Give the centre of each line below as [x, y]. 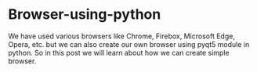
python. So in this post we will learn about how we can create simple [119, 52]
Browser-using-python [85, 14]
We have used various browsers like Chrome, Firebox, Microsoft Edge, [121, 36]
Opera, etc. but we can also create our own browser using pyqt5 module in [129, 44]
